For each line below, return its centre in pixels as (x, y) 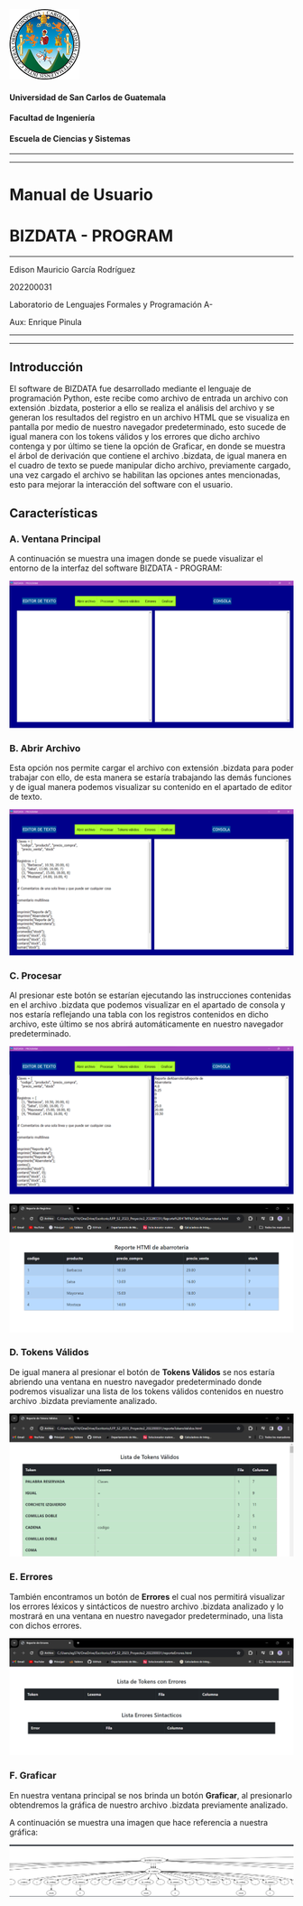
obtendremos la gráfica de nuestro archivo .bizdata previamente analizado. (149, 1805)
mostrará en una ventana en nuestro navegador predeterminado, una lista (147, 1615)
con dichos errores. (46, 1625)
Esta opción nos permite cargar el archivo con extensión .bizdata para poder (151, 767)
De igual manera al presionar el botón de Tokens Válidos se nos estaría (142, 1371)
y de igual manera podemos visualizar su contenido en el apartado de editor (151, 786)
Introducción (46, 367)
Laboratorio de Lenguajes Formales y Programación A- (111, 304)
